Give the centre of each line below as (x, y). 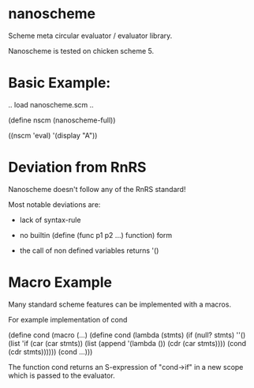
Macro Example (60, 282)
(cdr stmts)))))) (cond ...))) (50, 352)
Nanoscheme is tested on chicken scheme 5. (81, 51)
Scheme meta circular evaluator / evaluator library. (90, 36)
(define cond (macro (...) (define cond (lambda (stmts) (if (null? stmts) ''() (127, 335)
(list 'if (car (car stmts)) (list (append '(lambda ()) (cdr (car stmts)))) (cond (127, 343)
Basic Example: (60, 83)
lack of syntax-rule (50, 220)
